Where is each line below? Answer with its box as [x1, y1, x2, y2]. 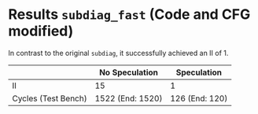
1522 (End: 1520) [94, 93, 163, 104]
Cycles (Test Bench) [12, 93, 88, 104]
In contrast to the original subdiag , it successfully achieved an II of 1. [8, 48, 229, 57]
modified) [8, 22, 74, 40]
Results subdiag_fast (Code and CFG [8, 6, 251, 24]
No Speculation [99, 67, 159, 78]
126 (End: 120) [170, 93, 228, 104]
